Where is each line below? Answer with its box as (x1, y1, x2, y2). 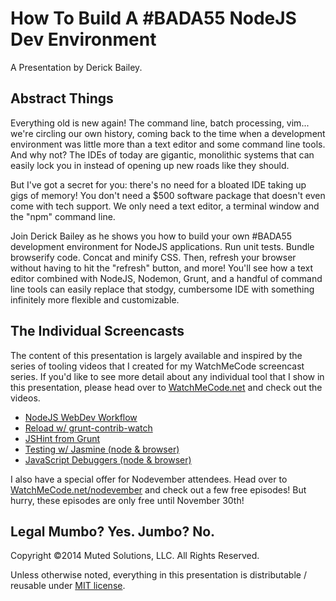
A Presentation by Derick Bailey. (10, 61, 143, 73)
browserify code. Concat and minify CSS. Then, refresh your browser (10, 251, 297, 263)
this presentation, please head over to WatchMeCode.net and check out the (10, 381, 323, 393)
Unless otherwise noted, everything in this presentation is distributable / (10, 569, 307, 581)
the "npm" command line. (10, 210, 116, 222)
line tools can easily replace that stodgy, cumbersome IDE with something (10, 283, 315, 295)
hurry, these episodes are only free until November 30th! (10, 494, 245, 506)
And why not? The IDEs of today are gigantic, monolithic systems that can (10, 148, 315, 161)
